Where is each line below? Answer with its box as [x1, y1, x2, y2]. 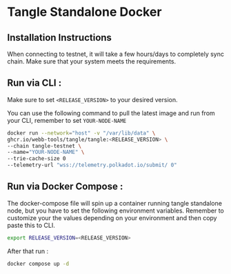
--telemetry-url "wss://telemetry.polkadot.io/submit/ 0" [7, 162, 177, 169]
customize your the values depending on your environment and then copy [7, 213, 217, 222]
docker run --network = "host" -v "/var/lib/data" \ [7, 129, 156, 137]
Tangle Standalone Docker [7, 4, 162, 20]
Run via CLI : [7, 77, 62, 89]
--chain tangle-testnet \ [7, 142, 81, 149]
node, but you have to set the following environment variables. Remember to [7, 206, 224, 215]
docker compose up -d [7, 260, 70, 267]
